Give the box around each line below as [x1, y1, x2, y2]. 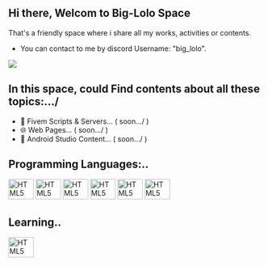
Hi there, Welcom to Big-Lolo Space [8, 6, 191, 20]
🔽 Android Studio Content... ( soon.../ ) [19, 133, 148, 144]
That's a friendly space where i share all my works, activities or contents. [8, 27, 252, 37]
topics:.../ [8, 95, 59, 108]
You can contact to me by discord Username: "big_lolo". [19, 44, 207, 53]
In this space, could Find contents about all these [8, 82, 261, 96]
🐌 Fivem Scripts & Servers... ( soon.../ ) [19, 116, 149, 126]
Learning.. [8, 215, 62, 229]
